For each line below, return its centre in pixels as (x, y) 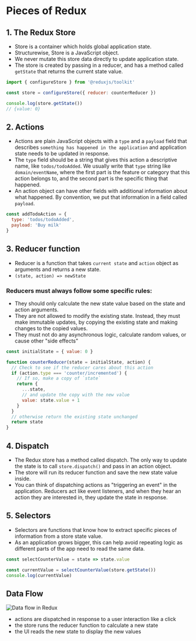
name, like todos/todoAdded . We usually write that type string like (93, 166)
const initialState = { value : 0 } (50, 351)
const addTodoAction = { (36, 214)
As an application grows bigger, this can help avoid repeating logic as (99, 542)
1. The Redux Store (41, 33)
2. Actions (25, 127)
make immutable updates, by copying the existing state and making (96, 322)
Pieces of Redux (46, 11)
